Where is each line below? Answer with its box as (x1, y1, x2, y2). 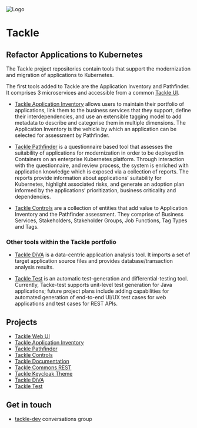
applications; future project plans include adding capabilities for (14, 287, 169, 295)
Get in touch (6, 400, 52, 410)
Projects (6, 317, 38, 327)
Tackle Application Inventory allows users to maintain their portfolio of (14, 101, 184, 108)
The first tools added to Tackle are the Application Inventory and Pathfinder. (6, 83, 190, 90)
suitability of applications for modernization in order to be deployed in (14, 149, 184, 156)
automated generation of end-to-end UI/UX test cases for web (14, 294, 166, 301)
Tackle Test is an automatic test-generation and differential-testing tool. (14, 275, 189, 282)
